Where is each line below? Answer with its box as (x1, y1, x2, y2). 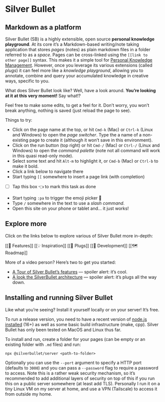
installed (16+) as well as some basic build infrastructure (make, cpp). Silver (5, 321, 159, 327)
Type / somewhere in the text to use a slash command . (12, 201, 125, 206)
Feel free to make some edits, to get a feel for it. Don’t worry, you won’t (5, 102, 149, 108)
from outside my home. (5, 391, 53, 397)
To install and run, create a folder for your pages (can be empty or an (5, 336, 145, 342)
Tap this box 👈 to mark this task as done (12, 184, 96, 189)
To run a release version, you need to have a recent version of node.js (5, 316, 147, 322)
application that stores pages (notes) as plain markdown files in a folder (5, 47, 151, 52)
